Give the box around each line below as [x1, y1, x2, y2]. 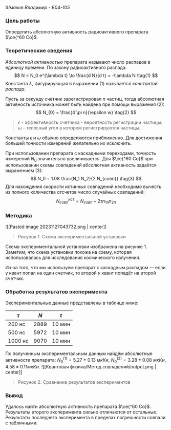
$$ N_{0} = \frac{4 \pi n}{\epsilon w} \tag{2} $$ [35, 109, 137, 115]
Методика [5, 212, 32, 219]
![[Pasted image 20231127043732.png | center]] [5, 223, 106, 230]
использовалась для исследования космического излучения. [5, 254, 141, 261]
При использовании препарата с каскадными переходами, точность [5, 150, 156, 156]
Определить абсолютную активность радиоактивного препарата [5, 29, 148, 35]
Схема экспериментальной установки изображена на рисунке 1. [5, 244, 147, 250]
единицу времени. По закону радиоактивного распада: [5, 64, 127, 70]
